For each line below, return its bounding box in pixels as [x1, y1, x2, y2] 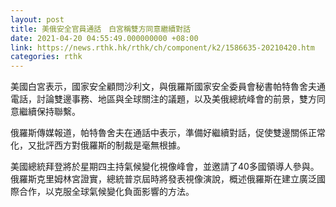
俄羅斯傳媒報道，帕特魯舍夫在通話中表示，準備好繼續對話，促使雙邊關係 [10, 127, 308, 139]
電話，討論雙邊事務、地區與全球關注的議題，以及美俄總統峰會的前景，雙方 [10, 93, 317, 105]
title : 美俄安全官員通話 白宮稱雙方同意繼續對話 [10, 24, 191, 34]
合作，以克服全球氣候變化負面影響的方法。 [18, 186, 195, 198]
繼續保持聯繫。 [18, 106, 81, 118]
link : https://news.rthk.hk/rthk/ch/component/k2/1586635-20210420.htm [10, 42, 315, 53]
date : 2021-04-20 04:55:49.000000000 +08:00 [10, 33, 199, 43]
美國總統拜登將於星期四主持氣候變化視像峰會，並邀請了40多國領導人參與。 [10, 161, 320, 173]
